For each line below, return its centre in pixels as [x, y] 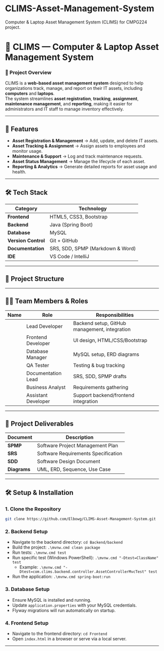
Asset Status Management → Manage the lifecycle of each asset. [79, 162]
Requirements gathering [101, 387]
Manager [37, 357]
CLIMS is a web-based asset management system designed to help [74, 83]
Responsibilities [115, 315]
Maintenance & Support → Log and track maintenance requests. [77, 156]
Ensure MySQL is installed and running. [52, 600]
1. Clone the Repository [33, 509]
